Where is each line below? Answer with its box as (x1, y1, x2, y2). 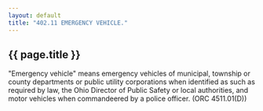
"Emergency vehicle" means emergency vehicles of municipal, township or (8, 68, 251, 79)
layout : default (8, 11, 61, 20)
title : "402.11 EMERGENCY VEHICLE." (8, 19, 128, 27)
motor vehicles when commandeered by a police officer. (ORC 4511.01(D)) (8, 94, 247, 103)
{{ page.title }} (8, 48, 81, 61)
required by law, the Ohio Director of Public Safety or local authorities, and (8, 86, 249, 95)
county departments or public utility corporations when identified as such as (8, 77, 255, 87)
